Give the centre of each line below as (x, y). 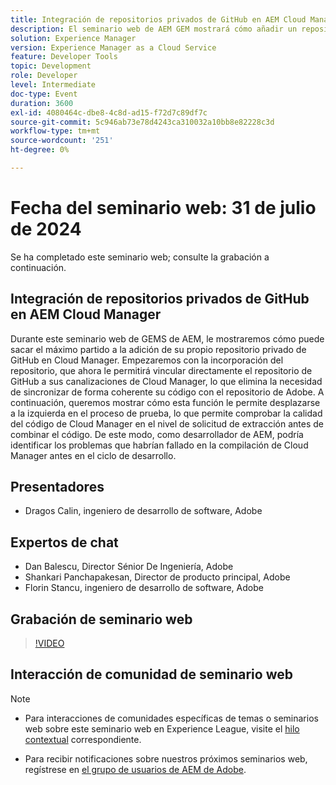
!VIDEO (49, 643)
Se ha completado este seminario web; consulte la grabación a (140, 257)
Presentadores (57, 487)
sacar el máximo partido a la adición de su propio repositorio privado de (158, 349)
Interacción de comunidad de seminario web (151, 674)
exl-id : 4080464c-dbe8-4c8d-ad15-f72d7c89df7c (109, 112)
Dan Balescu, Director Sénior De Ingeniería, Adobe (129, 567)
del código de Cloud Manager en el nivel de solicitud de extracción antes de (167, 423)
